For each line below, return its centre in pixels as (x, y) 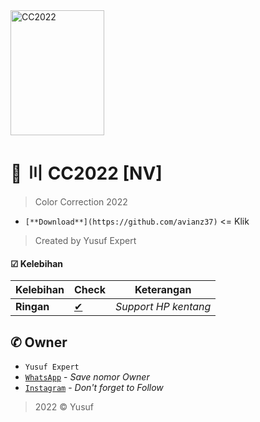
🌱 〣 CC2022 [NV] (86, 173)
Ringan (32, 307)
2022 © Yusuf (64, 406)
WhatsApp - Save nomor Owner (87, 376)
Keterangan (163, 290)
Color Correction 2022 (81, 201)
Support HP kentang (163, 307)
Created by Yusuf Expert (85, 240)
